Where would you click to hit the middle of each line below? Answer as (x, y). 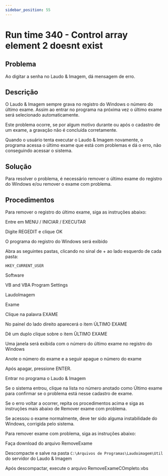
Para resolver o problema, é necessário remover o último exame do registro (84, 179)
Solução (18, 166)
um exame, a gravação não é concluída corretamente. (61, 130)
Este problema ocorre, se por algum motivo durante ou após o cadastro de (83, 125)
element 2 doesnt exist (54, 45)
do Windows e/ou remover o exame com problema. (59, 184)
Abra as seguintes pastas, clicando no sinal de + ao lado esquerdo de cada (83, 251)
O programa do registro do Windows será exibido (57, 242)
